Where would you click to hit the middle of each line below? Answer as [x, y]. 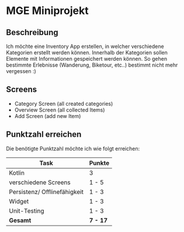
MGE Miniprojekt [47, 11]
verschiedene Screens [40, 182]
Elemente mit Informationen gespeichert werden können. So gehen [87, 59]
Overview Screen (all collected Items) [60, 110]
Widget [19, 201]
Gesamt [20, 220]
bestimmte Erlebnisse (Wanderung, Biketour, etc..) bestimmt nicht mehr [92, 65]
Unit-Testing [27, 210]
